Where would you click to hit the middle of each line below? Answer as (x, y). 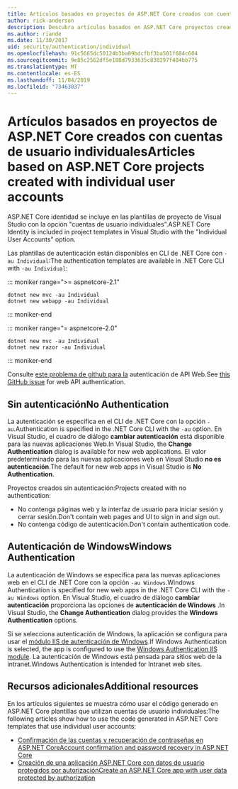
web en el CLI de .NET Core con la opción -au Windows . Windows (101, 582)
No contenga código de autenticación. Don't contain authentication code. (124, 524)
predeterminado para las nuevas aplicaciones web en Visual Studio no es (114, 459)
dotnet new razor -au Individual (57, 348)
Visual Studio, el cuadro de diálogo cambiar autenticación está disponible (116, 436)
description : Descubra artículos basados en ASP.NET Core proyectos (110, 27)
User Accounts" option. (41, 239)
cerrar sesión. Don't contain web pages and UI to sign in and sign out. (119, 517)
